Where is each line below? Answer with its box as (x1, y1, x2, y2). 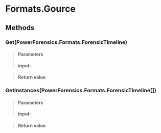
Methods (5, 23, 35, 32)
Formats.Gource (5, 3, 76, 15)
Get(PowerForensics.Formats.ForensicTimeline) (5, 39, 128, 46)
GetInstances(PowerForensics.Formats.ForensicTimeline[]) (5, 87, 157, 94)
